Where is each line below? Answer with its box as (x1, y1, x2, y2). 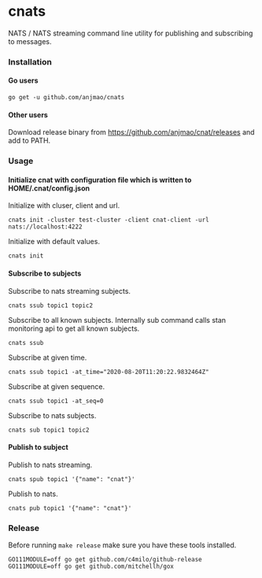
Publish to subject (8, 443, 68, 452)
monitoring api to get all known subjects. (8, 324, 140, 333)
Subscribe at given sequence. (8, 381, 105, 391)
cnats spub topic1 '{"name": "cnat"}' (8, 475, 135, 483)
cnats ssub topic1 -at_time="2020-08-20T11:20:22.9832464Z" (8, 368, 210, 376)
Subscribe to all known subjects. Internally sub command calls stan (8, 315, 227, 324)
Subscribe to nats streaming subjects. (8, 286, 131, 295)
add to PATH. (8, 136, 51, 146)
